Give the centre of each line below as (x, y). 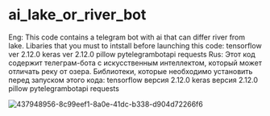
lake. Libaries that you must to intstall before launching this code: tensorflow (135, 45)
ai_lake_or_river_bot (77, 15)
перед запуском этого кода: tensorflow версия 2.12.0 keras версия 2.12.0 (133, 80)
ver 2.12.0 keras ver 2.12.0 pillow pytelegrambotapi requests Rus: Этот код (132, 54)
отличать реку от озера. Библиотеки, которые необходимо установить (131, 71)
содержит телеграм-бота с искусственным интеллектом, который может (135, 63)
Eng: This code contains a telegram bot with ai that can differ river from (127, 37)
